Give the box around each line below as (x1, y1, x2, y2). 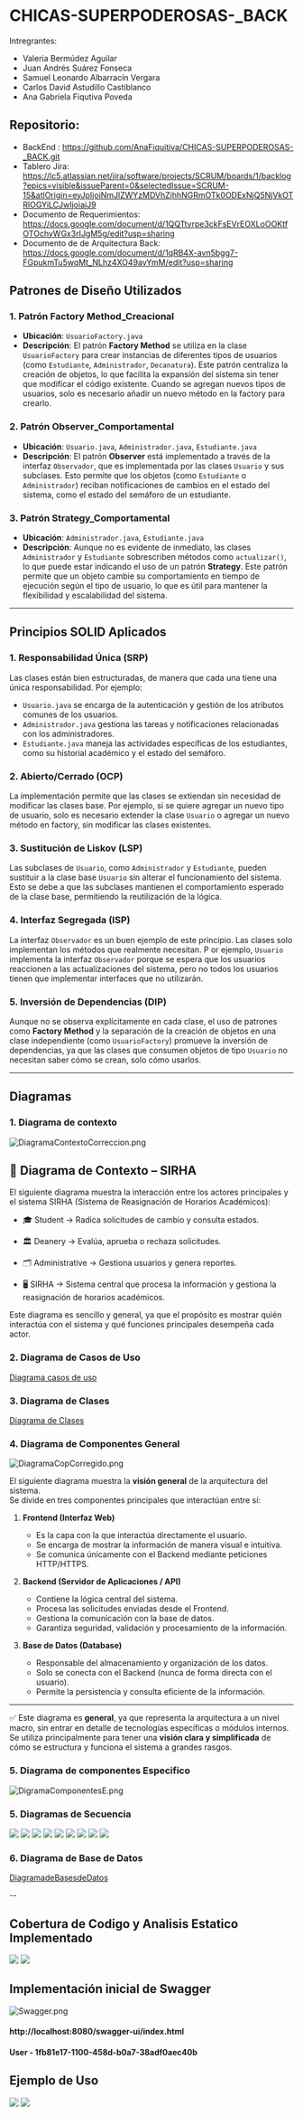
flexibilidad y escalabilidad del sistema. (22, 590, 169, 601)
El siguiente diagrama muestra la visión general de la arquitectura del (9, 1476, 269, 1487)
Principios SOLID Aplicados (9, 625, 167, 640)
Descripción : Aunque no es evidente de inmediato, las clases (22, 542, 252, 553)
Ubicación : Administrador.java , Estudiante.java (22, 533, 205, 543)
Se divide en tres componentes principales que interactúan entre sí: (9, 1495, 262, 1506)
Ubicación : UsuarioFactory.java (22, 331, 143, 342)
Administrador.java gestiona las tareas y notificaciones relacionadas (22, 718, 280, 729)
